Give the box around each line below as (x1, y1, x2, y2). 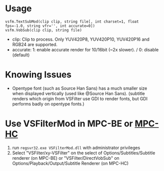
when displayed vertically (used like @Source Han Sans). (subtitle (12, 90, 145, 96)
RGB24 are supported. (12, 41, 58, 47)
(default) (12, 52, 30, 58)
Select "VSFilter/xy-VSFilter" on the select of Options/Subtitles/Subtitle (12, 150, 156, 156)
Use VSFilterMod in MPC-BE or (5, 118, 133, 129)
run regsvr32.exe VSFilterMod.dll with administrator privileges (12, 145, 141, 150)
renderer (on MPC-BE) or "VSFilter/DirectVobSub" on (12, 155, 120, 161)
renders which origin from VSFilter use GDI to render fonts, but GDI (12, 96, 148, 101)
